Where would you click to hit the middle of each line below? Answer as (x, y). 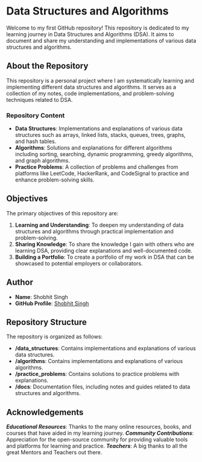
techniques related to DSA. (40, 100)
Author (20, 283)
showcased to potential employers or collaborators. (79, 263)
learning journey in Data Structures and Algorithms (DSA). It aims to (90, 34)
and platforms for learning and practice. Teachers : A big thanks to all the (97, 446)
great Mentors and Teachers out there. (54, 452)
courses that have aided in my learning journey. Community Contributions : (100, 433)
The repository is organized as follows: (55, 337)
